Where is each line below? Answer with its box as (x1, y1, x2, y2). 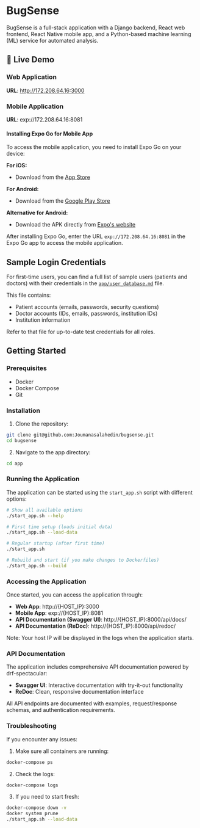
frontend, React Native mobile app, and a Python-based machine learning (6, 30, 191, 37)
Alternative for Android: (6, 209, 68, 217)
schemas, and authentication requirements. (6, 706, 116, 714)
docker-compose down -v (6, 805, 67, 811)
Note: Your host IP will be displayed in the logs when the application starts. (6, 634, 194, 642)
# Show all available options (6, 507, 84, 513)
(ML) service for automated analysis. (6, 37, 99, 44)
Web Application (6, 73, 57, 81)
